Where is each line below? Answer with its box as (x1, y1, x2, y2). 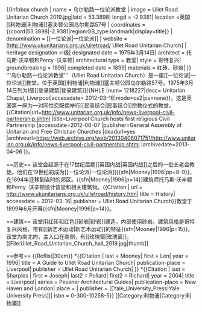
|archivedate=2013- (140, 141, 190, 148)
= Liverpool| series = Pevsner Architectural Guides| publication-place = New (6, 278, 197, 285)
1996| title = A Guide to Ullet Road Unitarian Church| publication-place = (6, 259, 186, 266)
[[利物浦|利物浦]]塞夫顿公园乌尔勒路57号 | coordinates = (6, 21, 146, 28)
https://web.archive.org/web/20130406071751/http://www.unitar (36, 134, 196, 141)
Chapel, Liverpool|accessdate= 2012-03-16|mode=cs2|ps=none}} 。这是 (6, 94, 187, 102)
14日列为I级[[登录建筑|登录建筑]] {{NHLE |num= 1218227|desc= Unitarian (6, 87, 186, 94)
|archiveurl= (6, 134, 37, 141)
